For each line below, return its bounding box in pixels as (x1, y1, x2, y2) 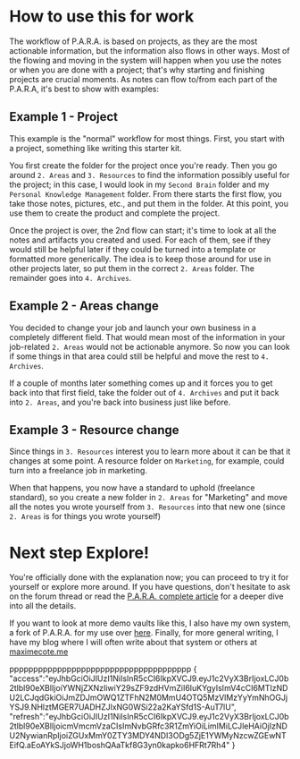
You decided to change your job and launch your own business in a (9, 322, 257, 333)
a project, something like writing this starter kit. (9, 142, 182, 153)
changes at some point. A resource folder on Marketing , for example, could (9, 456, 285, 466)
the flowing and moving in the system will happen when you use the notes (9, 55, 282, 65)
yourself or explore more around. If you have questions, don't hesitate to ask (9, 582, 291, 593)
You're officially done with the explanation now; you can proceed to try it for (9, 572, 289, 583)
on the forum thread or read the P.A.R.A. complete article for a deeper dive (9, 591, 284, 601)
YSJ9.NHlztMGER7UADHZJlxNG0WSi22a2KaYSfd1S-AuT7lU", (9, 702, 237, 712)
